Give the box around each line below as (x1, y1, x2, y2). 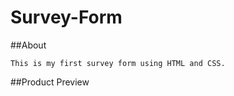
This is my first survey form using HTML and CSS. (10, 58, 226, 68)
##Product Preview (10, 76, 90, 88)
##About (10, 39, 47, 51)
